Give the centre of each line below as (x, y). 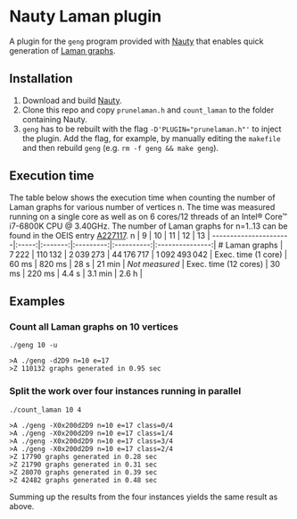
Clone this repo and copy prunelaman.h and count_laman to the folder (148, 110)
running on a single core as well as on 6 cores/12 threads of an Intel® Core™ (148, 216)
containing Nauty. (54, 119)
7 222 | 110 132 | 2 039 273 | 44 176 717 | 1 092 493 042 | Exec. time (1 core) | (148, 254)
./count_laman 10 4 (45, 410)
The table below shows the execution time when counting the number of (142, 197)
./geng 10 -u (33, 346)
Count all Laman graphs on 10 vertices (94, 326)
